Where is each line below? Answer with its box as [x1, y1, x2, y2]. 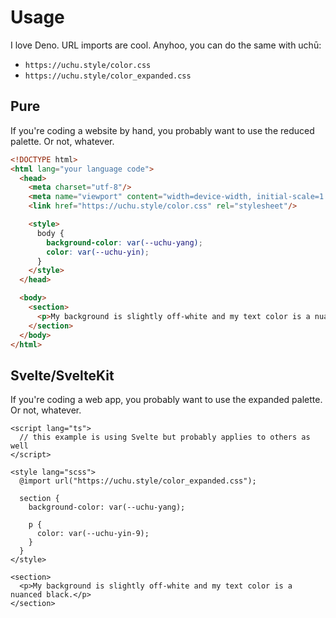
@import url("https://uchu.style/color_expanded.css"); [19, 476, 257, 486]
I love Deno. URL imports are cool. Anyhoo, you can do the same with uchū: [10, 39, 322, 51]
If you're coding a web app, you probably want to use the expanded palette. [10, 394, 323, 406]
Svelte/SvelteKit [10, 367, 115, 384]
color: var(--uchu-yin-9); [36, 529, 150, 539]
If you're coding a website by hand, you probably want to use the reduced [10, 124, 315, 136]
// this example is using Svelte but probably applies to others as [19, 432, 311, 443]
